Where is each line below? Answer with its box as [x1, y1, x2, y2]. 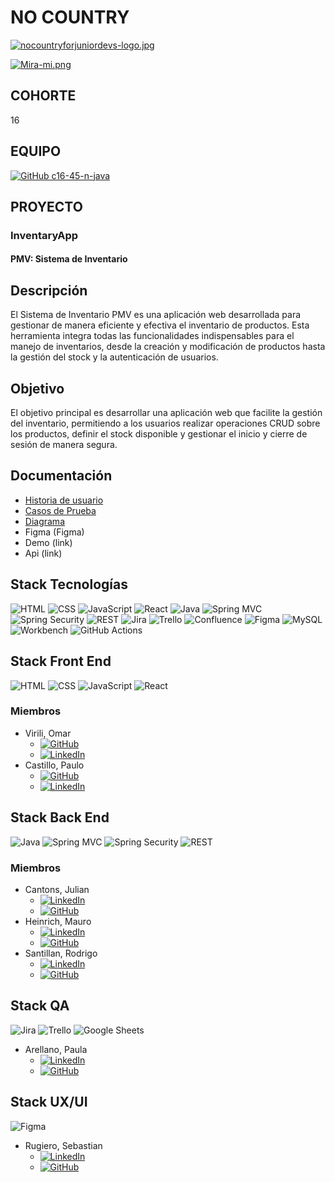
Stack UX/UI [10, 1094, 88, 1111]
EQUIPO [10, 143, 62, 160]
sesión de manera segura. [10, 439, 118, 451]
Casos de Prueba [24, 504, 97, 516]
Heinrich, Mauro [24, 915, 92, 927]
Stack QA [10, 997, 70, 1015]
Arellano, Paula [24, 1043, 88, 1055]
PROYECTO [10, 198, 83, 215]
